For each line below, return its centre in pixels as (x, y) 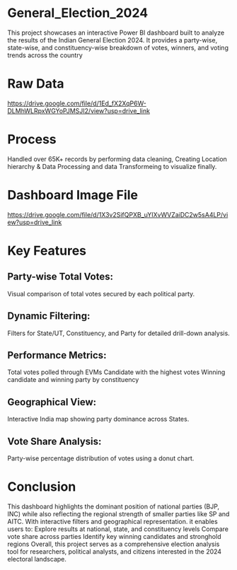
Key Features (47, 251)
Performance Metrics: (57, 355)
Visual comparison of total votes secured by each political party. (101, 293)
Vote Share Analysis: (54, 441)
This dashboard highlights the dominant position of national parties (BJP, (114, 506)
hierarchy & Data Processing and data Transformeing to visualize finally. (112, 166)
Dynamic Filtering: (49, 316)
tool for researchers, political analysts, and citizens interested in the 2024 (114, 551)
